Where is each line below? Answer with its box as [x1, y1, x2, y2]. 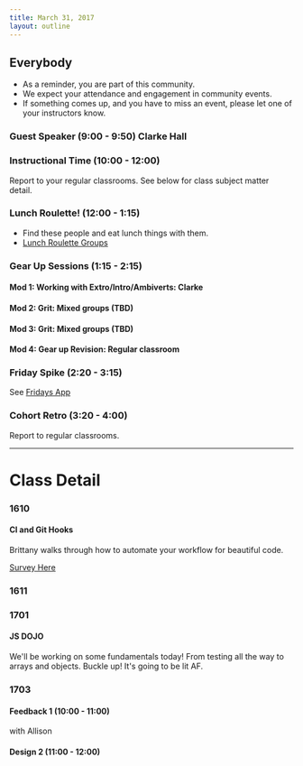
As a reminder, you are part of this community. [22, 78, 196, 90]
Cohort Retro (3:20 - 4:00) [9, 410, 128, 422]
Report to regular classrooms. [9, 429, 120, 440]
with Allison [9, 725, 52, 736]
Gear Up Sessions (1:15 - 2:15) [9, 259, 142, 272]
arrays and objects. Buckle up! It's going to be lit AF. [9, 660, 204, 672]
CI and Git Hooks [9, 524, 74, 535]
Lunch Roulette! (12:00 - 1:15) [9, 207, 141, 219]
